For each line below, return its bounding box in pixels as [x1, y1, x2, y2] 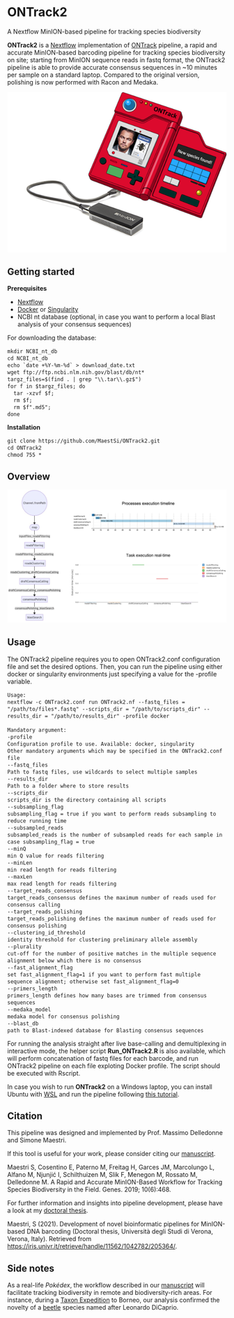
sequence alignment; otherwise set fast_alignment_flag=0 [7, 978, 179, 985]
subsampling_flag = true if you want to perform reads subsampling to [7, 810, 217, 818]
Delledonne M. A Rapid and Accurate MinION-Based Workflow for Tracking [7, 1178, 223, 1187]
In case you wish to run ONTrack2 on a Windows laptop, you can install [7, 1082, 212, 1091]
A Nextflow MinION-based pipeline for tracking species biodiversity [7, 27, 201, 36]
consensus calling [7, 901, 61, 908]
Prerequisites [7, 284, 47, 293]
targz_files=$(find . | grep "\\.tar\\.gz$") [7, 376, 141, 383]
